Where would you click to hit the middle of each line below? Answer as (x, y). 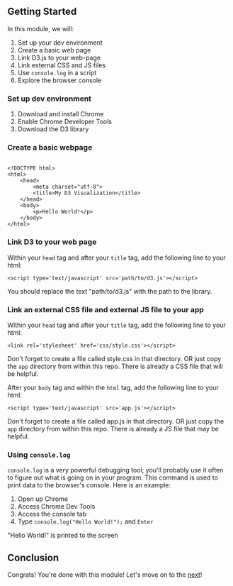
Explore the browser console (59, 80)
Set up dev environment (50, 99)
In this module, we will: (41, 28)
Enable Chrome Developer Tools (64, 122)
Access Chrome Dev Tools (56, 507)
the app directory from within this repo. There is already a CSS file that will (115, 366)
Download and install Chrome (61, 114)
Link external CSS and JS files (62, 65)
